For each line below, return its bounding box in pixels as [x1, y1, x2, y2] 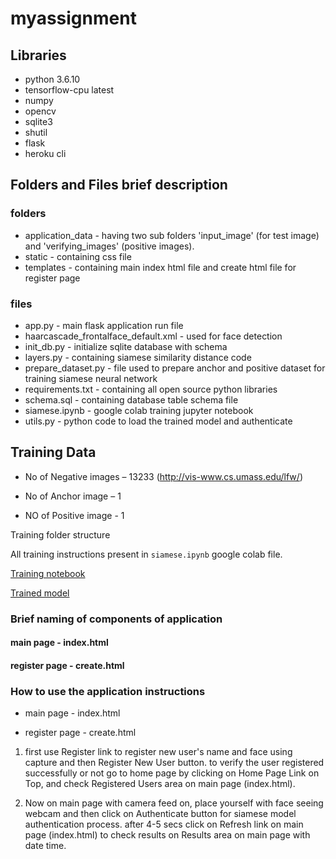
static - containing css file [24, 250, 132, 262]
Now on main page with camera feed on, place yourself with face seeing [24, 797, 324, 809]
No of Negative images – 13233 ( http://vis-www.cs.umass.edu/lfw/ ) [24, 470, 303, 482]
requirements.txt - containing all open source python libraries [24, 383, 278, 395]
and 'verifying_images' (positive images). [24, 240, 195, 252]
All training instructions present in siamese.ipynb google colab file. [10, 548, 283, 560]
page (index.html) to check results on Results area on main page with [24, 829, 311, 841]
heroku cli [24, 148, 67, 159]
